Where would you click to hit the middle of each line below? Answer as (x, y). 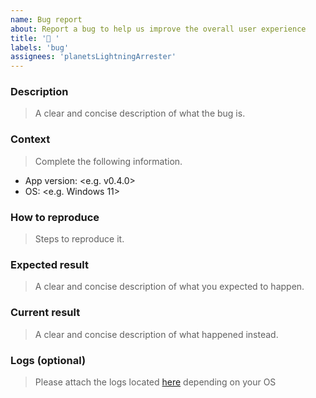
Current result (45, 313)
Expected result (49, 264)
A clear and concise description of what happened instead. (156, 334)
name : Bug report (46, 19)
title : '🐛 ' (35, 38)
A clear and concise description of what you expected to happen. (169, 287)
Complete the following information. (108, 161)
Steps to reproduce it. (79, 239)
